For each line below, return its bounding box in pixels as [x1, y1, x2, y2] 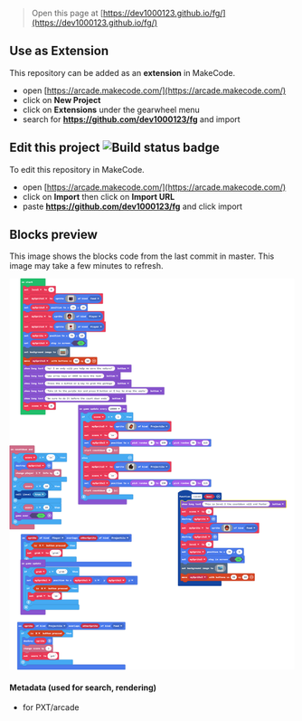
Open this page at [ [31, 8, 104, 18]
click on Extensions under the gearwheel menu [22, 104, 201, 115]
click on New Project [22, 94, 101, 105]
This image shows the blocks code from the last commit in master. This [9, 251, 275, 261]
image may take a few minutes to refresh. [9, 261, 164, 271]
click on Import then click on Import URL [22, 191, 175, 202]
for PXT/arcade [22, 702, 80, 713]
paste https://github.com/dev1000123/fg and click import [22, 201, 242, 212]
